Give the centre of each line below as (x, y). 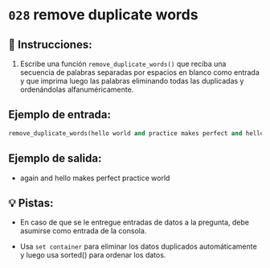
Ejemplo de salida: (55, 159)
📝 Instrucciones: (50, 45)
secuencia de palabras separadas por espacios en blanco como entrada (139, 72)
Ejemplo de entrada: (59, 115)
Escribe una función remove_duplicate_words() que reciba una (123, 64)
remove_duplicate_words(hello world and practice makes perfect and (125, 133)
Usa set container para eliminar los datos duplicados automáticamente (138, 246)
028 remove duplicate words (103, 15)
